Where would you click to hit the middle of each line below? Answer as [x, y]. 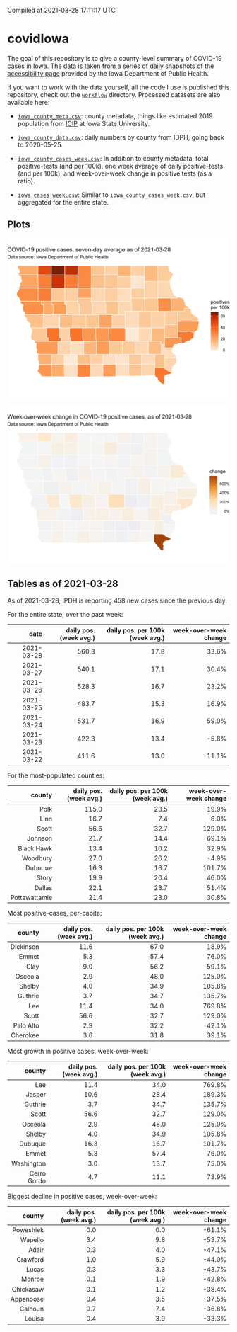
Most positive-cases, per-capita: [55, 913]
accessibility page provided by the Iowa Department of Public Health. [108, 73]
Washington [29, 1163]
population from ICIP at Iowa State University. [84, 123]
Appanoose [27, 1299]
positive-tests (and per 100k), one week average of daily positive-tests [120, 166]
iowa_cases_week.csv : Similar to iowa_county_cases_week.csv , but [111, 195]
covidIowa [38, 39]
